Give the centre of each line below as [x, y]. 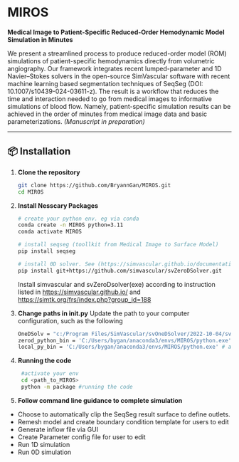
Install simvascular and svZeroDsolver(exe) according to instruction [116, 284]
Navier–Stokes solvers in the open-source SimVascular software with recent [119, 76]
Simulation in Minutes [40, 39]
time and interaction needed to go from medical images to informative [110, 99]
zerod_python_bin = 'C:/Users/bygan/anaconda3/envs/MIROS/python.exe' [124, 340]
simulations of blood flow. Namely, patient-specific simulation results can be [119, 106]
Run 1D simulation [44, 444]
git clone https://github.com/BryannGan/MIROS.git [94, 185]
